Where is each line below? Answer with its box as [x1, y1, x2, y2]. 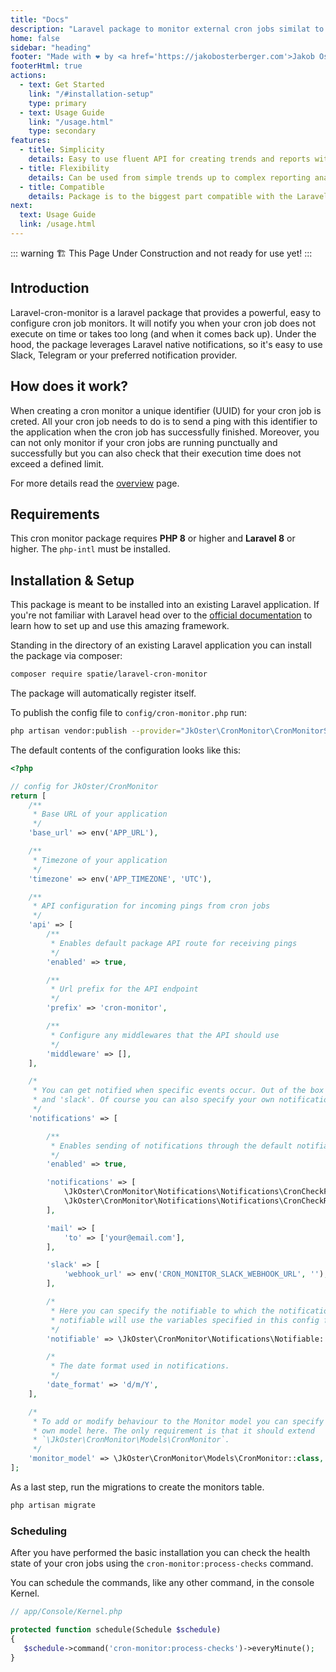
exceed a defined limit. [10, 457, 105, 470]
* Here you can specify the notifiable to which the [50, 1306, 275, 1316]
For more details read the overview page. [10, 477, 180, 489]
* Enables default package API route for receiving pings [50, 938, 298, 948]
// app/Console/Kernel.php [10, 1607, 123, 1617]
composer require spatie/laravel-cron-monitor [10, 669, 208, 680]
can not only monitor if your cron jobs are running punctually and [10, 436, 278, 448]
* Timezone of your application [32, 855, 168, 865]
